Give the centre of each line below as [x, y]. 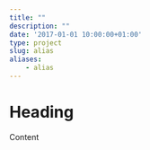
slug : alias [31, 51]
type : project [36, 43]
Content [24, 137]
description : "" [40, 26]
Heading [42, 112]
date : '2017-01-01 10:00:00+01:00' [76, 34]
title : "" [28, 18]
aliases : [26, 59]
